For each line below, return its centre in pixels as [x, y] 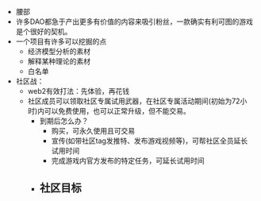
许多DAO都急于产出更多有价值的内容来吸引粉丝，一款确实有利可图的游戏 [134, 21]
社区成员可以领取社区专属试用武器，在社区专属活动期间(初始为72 [134, 101]
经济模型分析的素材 [59, 51]
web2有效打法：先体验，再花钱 [79, 91]
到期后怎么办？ [64, 121]
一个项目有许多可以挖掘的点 [61, 41]
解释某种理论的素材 [59, 61]
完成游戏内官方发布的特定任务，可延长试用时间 [128, 160]
